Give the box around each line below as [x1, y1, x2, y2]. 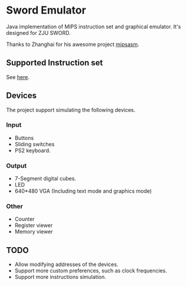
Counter [14, 216, 35, 223]
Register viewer [14, 222, 53, 229]
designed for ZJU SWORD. [6, 29, 71, 36]
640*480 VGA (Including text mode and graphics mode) [14, 188, 152, 195]
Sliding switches [14, 140, 55, 147]
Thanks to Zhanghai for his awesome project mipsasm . [6, 41, 140, 48]
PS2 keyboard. [14, 147, 51, 154]
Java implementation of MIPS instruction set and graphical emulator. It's [6, 23, 181, 30]
